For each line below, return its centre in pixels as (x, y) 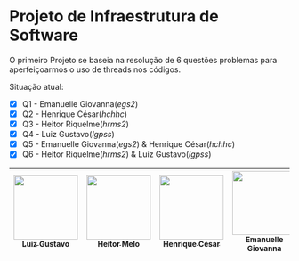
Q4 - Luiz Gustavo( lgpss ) (69, 135)
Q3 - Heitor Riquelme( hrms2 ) (75, 124)
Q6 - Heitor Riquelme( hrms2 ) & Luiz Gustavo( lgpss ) (117, 154)
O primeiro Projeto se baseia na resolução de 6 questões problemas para (143, 60)
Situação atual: (36, 86)
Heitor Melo (119, 244)
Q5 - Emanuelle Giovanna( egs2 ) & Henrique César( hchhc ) (129, 144)
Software (44, 35)
